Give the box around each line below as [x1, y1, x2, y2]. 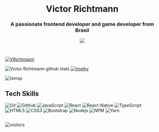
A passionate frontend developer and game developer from [10, 21, 154, 28]
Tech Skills [5, 89, 39, 98]
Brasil [75, 27, 90, 34]
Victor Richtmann [45, 3, 119, 15]
